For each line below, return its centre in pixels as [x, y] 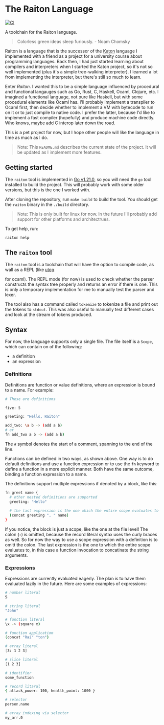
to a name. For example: [29, 390]
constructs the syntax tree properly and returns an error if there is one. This [82, 284]
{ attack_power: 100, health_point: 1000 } [50, 691]
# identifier [18, 673]
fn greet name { [22, 493]
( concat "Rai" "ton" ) [27, 637]
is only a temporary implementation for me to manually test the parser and [80, 289]
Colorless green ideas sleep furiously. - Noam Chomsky [73, 41]
